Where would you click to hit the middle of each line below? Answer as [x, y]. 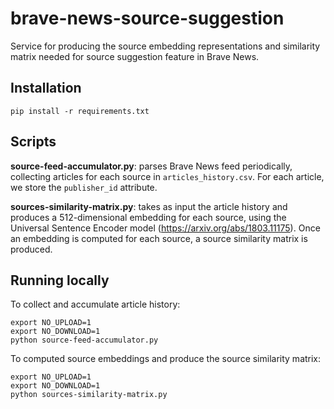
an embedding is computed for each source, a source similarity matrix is [159, 238]
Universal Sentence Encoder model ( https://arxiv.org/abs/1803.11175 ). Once [165, 228]
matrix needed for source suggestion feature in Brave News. [135, 56]
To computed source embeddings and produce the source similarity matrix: [166, 359]
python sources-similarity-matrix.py [89, 395]
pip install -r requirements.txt [80, 111]
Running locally [60, 280]
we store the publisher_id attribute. [84, 187]
